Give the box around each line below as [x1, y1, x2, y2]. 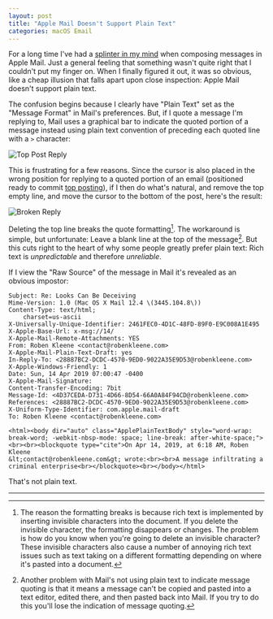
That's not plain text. [8, 476, 77, 486]
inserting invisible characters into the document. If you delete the [19, 516, 239, 526]
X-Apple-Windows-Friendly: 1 [8, 362, 107, 370]
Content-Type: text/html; [8, 305, 96, 314]
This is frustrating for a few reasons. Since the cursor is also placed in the [8, 166, 256, 175]
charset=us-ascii [23, 313, 82, 321]
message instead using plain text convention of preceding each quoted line [8, 125, 261, 135]
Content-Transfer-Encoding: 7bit [8, 383, 122, 392]
